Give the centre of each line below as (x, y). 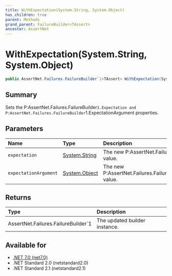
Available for (26, 245)
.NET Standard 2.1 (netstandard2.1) (49, 268)
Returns (18, 197)
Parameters (24, 129)
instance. (107, 227)
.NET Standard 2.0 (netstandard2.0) (50, 263)
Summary (21, 95)
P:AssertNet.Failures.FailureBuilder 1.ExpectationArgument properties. (82, 113)
